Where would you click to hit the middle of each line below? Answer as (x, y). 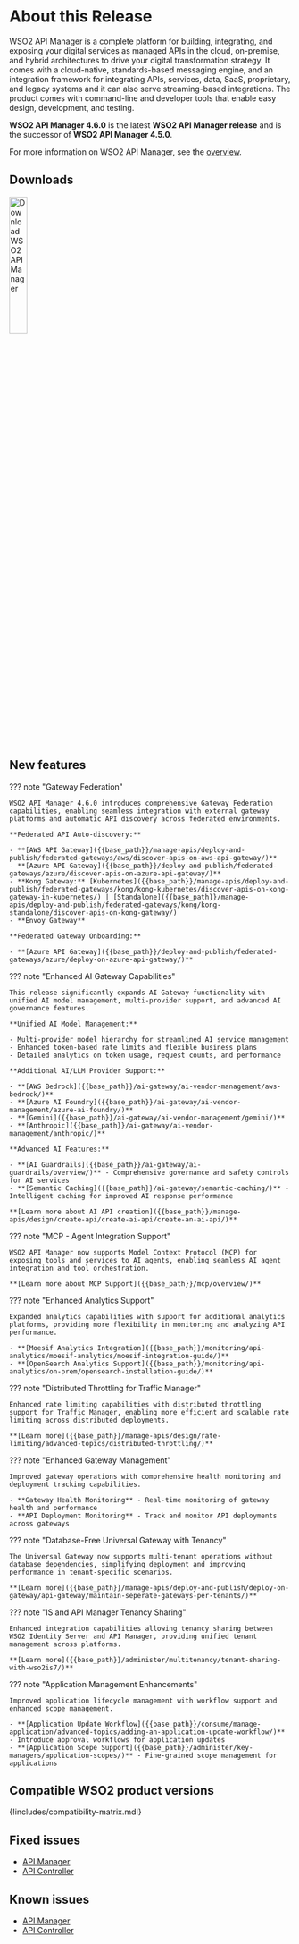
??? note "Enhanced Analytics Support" (82, 1300)
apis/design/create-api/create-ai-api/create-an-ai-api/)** (124, 1219)
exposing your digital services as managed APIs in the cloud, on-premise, (145, 50)
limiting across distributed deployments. (89, 1420)
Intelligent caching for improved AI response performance (121, 1196)
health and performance (54, 1508)
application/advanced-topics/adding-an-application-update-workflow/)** (147, 1732)
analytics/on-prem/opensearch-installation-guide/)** (112, 1371)
